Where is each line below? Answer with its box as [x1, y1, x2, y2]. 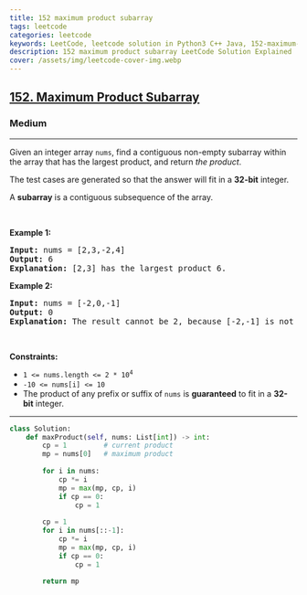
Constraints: [9, 351, 58, 362]
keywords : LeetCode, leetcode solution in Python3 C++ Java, [9, 38, 248, 48]
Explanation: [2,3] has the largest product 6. [9, 262, 227, 273]
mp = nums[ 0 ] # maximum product [42, 450, 174, 459]
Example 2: [9, 280, 53, 291]
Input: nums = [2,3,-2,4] [9, 244, 126, 255]
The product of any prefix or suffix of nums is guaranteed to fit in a [22, 388, 272, 398]
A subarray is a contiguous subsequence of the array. [9, 191, 214, 202]
